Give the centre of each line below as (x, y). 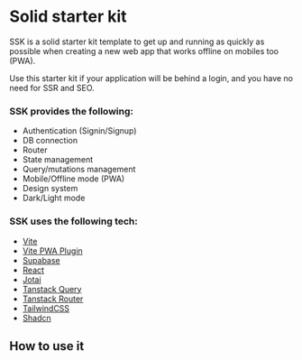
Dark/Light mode (54, 198)
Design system (50, 189)
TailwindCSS (46, 308)
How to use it (47, 346)
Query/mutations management (79, 170)
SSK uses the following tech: (73, 221)
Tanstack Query (52, 289)
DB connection (50, 141)
